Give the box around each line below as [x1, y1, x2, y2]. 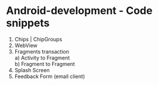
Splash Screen [14, 66, 50, 73]
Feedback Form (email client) [14, 73, 85, 80]
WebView [14, 42, 38, 49]
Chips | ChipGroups [14, 36, 63, 42]
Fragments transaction [14, 48, 69, 55]
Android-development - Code [6, 4, 153, 17]
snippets [6, 16, 50, 30]
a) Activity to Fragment [14, 54, 70, 61]
